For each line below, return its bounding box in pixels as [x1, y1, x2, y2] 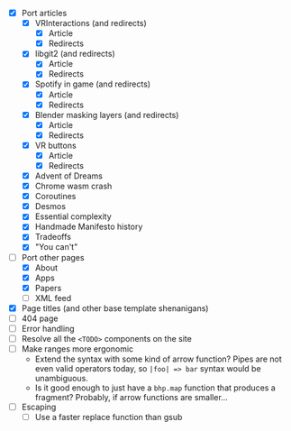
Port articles [21, 8, 68, 18]
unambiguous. [34, 373, 89, 384]
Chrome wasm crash [34, 180, 113, 192]
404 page [21, 313, 59, 324]
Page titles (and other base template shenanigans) [21, 302, 209, 314]
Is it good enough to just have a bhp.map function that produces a [34, 382, 276, 393]
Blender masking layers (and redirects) [34, 109, 179, 120]
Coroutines [34, 191, 77, 202]
